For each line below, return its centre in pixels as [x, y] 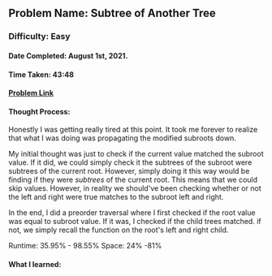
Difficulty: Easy [39, 37]
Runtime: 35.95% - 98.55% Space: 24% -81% [85, 246]
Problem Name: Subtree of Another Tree [112, 13]
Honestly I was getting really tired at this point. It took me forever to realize [133, 130]
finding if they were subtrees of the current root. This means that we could [133, 180]
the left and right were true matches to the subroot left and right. [116, 197]
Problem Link [31, 93]
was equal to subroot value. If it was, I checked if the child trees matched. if [135, 222]
